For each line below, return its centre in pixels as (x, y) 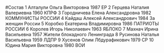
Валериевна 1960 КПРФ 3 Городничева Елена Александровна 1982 (78, 13)
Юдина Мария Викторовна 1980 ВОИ (45, 45)
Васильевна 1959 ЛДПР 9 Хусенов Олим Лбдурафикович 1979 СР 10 (79, 40)
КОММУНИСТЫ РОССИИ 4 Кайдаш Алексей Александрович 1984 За (80, 18)
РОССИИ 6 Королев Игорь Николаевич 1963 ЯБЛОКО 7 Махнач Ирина (82, 29)
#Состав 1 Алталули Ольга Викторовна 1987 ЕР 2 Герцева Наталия (77, 7)
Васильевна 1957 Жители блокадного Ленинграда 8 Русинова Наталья (82, 34)
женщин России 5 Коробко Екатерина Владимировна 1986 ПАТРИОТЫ (82, 23)
